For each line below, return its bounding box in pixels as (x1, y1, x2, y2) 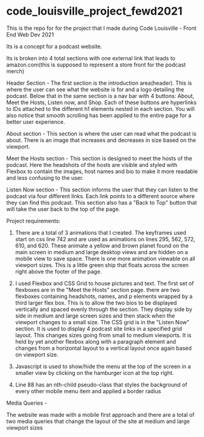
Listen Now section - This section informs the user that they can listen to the (6, 186, 198, 193)
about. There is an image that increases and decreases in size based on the (6, 136, 196, 144)
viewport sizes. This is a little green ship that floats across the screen (15, 261, 189, 269)
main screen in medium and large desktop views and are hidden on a (15, 248, 188, 255)
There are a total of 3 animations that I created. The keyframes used (15, 229, 187, 236)
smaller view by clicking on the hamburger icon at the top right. (15, 369, 174, 376)
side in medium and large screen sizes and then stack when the (15, 312, 175, 319)
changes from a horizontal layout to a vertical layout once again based (15, 344, 192, 352)
